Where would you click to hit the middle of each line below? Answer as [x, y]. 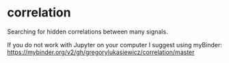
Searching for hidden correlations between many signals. [88, 32]
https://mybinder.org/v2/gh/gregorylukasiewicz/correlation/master [101, 52]
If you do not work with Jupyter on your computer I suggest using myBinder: [114, 45]
